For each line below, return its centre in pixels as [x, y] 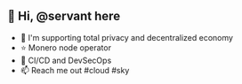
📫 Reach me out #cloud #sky [75, 70]
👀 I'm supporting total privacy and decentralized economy [127, 37]
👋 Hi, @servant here [64, 16]
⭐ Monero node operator [66, 47]
